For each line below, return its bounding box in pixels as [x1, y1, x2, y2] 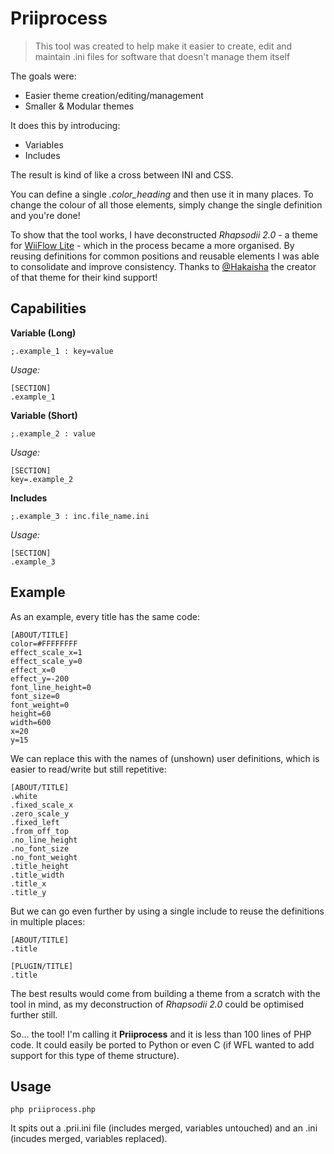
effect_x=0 [10, 665, 56, 675]
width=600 [10, 717, 52, 727]
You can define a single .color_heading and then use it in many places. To [10, 188, 314, 200]
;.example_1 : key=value [10, 346, 114, 356]
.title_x [10, 878, 47, 889]
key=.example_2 [10, 474, 74, 484]
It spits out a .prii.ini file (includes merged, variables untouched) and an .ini [10, 1122, 318, 1134]
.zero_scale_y [10, 808, 70, 819]
